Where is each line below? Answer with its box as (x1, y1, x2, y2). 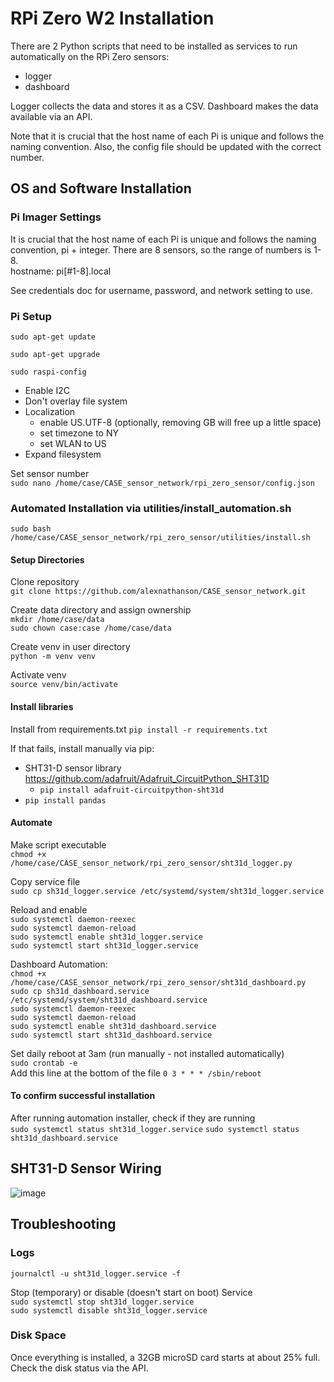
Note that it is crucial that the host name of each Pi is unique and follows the (10, 130, 325, 142)
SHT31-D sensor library (24, 762, 122, 774)
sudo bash (10, 524, 52, 534)
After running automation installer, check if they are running (10, 1112, 256, 1124)
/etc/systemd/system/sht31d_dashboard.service (10, 995, 208, 1005)
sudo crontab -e (10, 1058, 78, 1068)
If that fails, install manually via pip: (10, 742, 155, 754)
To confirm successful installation (10, 1090, 156, 1102)
